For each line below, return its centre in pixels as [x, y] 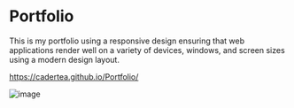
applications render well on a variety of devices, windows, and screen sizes [147, 50]
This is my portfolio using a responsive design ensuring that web [127, 41]
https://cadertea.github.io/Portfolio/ [74, 76]
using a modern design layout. [64, 59]
